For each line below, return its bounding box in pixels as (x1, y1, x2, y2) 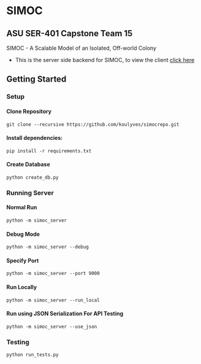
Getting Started (6, 74, 67, 85)
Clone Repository (6, 107, 52, 115)
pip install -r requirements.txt (6, 148, 92, 154)
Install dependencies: (6, 134, 63, 142)
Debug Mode (6, 230, 40, 238)
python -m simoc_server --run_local (6, 297, 100, 303)
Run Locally (6, 284, 37, 291)
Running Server (6, 188, 54, 197)
